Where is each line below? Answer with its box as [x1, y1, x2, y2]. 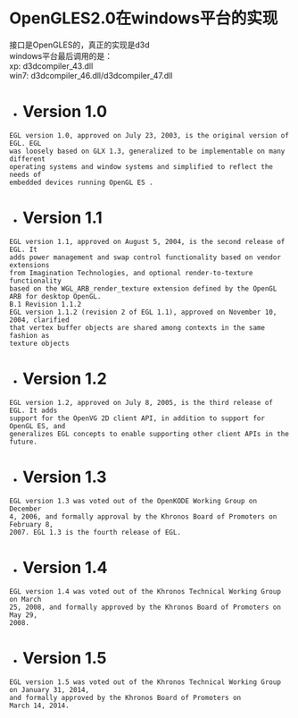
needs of [9, 170, 42, 179]
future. [9, 437, 38, 446]
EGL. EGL [9, 139, 42, 148]
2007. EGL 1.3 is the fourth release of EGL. [9, 528, 181, 536]
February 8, [9, 519, 54, 528]
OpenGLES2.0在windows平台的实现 [9, 8, 278, 29]
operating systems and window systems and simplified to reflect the [9, 162, 274, 171]
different [9, 154, 46, 164]
